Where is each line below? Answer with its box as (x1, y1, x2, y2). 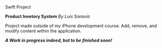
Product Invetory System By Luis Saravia (5, 14, 90, 19)
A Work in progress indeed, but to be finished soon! (5, 37, 112, 43)
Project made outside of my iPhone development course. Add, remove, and (5, 23, 157, 29)
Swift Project (5, 4, 31, 10)
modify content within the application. (5, 28, 82, 33)
